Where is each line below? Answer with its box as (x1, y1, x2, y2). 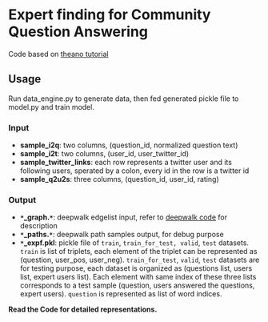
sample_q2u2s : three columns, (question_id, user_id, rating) (19, 175, 220, 184)
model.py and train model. (8, 102, 94, 111)
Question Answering (8, 22, 148, 41)
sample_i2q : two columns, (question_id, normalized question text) (19, 140, 238, 150)
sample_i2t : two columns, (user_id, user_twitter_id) (19, 149, 190, 159)
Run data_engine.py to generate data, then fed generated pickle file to (8, 94, 239, 103)
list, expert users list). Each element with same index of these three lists (19, 272, 257, 282)
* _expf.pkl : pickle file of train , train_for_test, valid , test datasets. (19, 238, 250, 248)
